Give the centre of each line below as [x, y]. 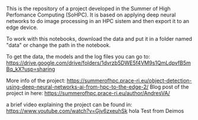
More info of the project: [36, 80]
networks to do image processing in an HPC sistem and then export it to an [98, 21]
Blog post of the [169, 87]
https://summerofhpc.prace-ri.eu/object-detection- [129, 80]
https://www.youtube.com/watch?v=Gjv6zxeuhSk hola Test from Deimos [95, 111]
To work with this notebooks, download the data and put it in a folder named [99, 39]
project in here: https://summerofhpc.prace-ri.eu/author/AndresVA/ [88, 93]
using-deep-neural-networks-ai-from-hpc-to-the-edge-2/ [77, 87]
